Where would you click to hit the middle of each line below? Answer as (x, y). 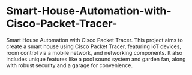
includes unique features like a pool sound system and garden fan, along (96, 59)
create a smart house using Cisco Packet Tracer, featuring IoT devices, (94, 46)
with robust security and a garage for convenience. (70, 65)
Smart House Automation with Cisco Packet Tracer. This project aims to (94, 40)
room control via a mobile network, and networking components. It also (94, 52)
